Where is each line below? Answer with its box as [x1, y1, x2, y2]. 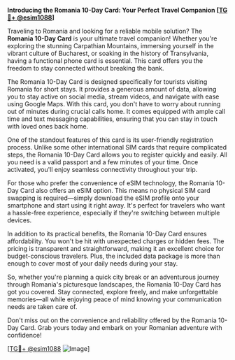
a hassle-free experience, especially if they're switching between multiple [7, 209, 220, 217]
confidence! [7, 331, 42, 339]
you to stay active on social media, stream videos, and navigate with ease [7, 92, 220, 101]
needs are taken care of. [7, 303, 78, 310]
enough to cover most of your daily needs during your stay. [7, 259, 178, 268]
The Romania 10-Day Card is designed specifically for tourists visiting [7, 78, 208, 86]
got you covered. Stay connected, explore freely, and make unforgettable [7, 288, 218, 296]
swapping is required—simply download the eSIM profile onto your [7, 194, 200, 202]
